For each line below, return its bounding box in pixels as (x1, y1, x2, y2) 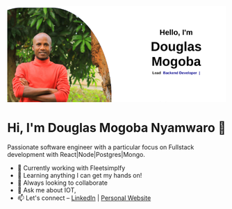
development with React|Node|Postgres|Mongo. (7, 150, 146, 158)
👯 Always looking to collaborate (17, 178, 108, 187)
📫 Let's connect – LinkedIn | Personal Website (17, 194, 151, 202)
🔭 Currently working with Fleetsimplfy (17, 163, 126, 172)
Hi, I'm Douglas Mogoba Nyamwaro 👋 (7, 120, 226, 136)
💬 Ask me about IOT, (17, 185, 76, 194)
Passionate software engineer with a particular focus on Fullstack (7, 142, 194, 151)
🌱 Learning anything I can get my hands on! (17, 171, 142, 179)
